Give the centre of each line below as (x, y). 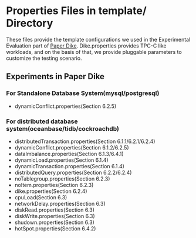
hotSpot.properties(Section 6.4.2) (55, 228)
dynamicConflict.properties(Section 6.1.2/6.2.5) (72, 147)
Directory (30, 23)
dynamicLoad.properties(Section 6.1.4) (61, 160)
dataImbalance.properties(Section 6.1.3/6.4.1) (69, 154)
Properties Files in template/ (76, 11)
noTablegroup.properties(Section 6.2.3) (62, 178)
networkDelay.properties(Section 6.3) (60, 203)
